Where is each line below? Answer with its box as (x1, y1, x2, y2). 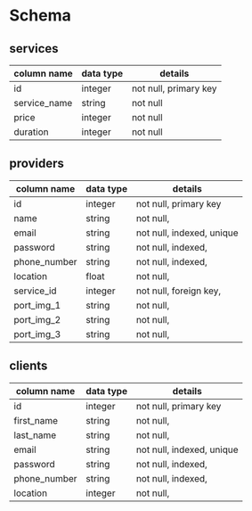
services (9, 41, 60, 56)
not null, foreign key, (135, 284, 222, 297)
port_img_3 (13, 327, 61, 340)
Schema (9, 5, 71, 26)
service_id (13, 284, 57, 297)
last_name (13, 429, 57, 441)
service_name (13, 97, 73, 109)
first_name (13, 414, 59, 426)
